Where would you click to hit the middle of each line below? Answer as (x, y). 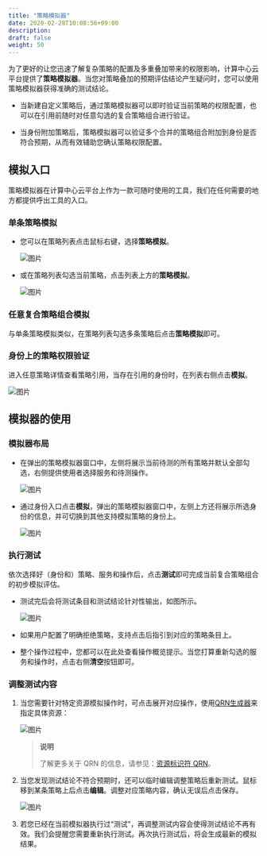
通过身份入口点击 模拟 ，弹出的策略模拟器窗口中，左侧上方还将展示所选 (135, 506)
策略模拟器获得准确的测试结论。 (60, 89)
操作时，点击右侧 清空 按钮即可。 (86, 661)
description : (30, 30)
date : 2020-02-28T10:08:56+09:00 (64, 23)
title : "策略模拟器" (39, 15)
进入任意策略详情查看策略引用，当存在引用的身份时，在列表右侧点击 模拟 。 (130, 375)
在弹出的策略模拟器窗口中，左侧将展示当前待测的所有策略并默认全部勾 (135, 462)
